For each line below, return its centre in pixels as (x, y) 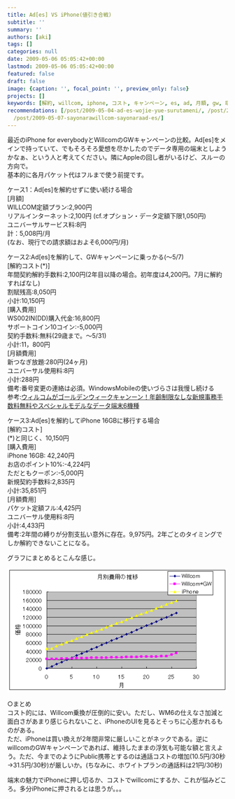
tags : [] (20, 44)
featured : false (31, 73)
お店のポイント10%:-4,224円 (49, 464)
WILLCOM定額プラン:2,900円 (50, 207)
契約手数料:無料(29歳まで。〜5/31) (57, 335)
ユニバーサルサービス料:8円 (47, 225)
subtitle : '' (26, 22)
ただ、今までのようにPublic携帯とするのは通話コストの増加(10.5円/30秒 (122, 756)
